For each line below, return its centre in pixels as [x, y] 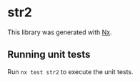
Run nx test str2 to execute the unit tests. [70, 71]
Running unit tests [49, 55]
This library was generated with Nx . [60, 32]
